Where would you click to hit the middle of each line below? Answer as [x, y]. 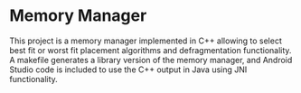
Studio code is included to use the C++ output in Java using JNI [128, 70]
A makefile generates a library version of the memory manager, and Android [151, 60]
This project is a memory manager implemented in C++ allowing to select [146, 41]
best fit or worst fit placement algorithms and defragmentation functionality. [150, 50]
